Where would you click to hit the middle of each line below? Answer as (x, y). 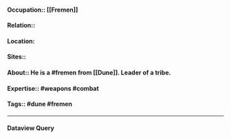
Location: (21, 41)
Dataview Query (31, 128)
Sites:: (16, 57)
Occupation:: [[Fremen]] (43, 10)
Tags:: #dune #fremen (40, 104)
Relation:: (21, 25)
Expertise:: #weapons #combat (53, 88)
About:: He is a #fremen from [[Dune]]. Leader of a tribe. (89, 72)
